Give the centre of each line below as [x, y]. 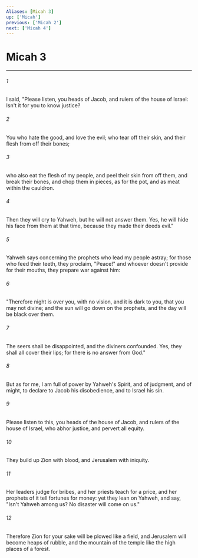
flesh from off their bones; [38, 143]
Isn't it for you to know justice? [43, 105]
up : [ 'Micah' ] [24, 17]
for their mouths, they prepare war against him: [63, 270]
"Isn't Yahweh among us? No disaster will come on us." [73, 504]
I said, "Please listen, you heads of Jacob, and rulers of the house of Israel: [97, 99]
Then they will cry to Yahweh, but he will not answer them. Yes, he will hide [97, 219]
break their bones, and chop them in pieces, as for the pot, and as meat [93, 181]
